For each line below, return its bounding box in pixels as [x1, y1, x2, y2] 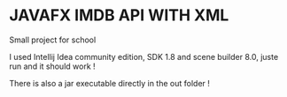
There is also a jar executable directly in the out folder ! [9, 78, 211, 88]
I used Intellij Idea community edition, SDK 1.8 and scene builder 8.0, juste [9, 51, 279, 62]
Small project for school [9, 34, 97, 45]
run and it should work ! [9, 61, 96, 71]
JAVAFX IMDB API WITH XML [9, 5, 229, 26]
